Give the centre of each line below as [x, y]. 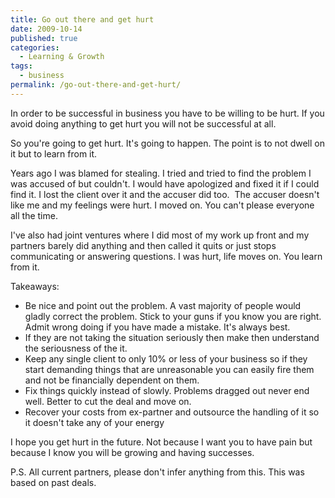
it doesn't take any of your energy [94, 422]
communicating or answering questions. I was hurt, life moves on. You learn [166, 256]
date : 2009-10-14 [46, 29]
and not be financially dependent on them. [112, 380]
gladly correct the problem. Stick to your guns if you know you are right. [173, 316]
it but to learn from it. [54, 153]
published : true [44, 38]
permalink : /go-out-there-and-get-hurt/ [96, 85]
